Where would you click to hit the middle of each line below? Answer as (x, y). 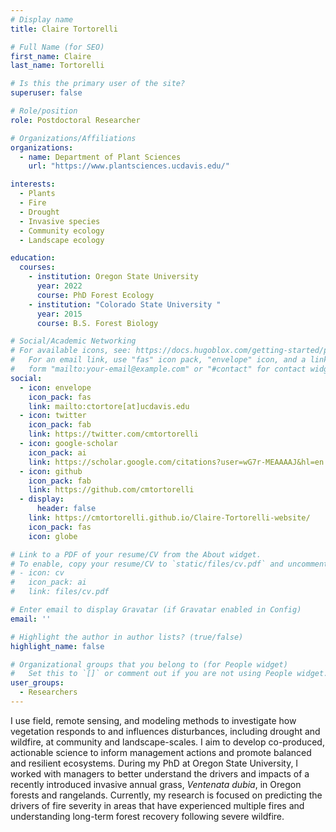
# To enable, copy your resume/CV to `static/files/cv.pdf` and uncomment (169, 564)
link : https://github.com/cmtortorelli (111, 490)
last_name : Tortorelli (57, 66)
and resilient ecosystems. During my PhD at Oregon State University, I (154, 763)
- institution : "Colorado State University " (125, 304)
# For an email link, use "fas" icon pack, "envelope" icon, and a (158, 360)
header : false (66, 509)
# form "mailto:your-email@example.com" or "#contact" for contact (158, 369)
